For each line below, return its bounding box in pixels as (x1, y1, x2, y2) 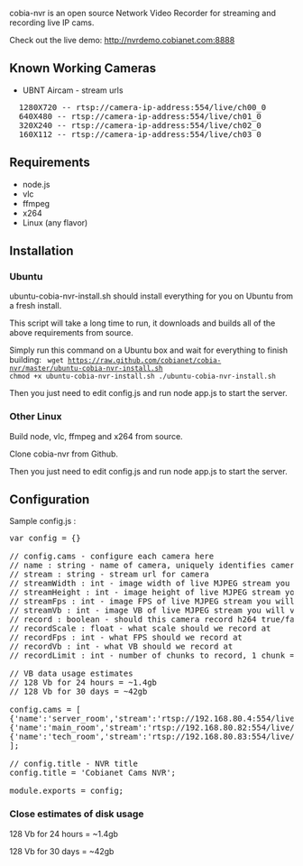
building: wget (9, 355, 65, 365)
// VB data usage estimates (9, 668, 133, 679)
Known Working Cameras (9, 60, 156, 76)
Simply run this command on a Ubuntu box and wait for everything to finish (9, 345, 289, 355)
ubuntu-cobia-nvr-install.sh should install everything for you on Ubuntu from (9, 290, 294, 301)
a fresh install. (9, 300, 62, 311)
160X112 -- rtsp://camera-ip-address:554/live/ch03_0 (18, 129, 262, 139)
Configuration (9, 492, 90, 507)
